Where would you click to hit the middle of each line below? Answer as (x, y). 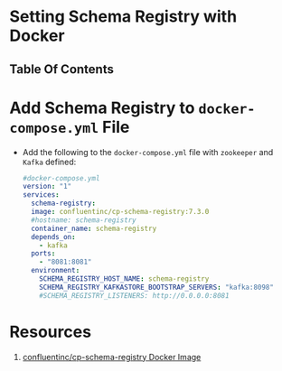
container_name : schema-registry (94, 228)
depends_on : (53, 237)
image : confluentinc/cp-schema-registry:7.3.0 (120, 212)
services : (41, 195)
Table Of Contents (62, 69)
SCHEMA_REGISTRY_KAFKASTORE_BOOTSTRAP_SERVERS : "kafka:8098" (156, 287)
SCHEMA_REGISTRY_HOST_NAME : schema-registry (124, 279)
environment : (56, 271)
